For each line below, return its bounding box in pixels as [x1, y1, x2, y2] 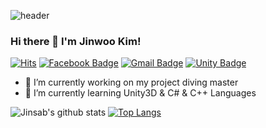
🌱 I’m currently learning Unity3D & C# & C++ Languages [24, 87, 257, 99]
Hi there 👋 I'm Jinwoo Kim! [10, 34, 142, 48]
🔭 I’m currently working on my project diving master [24, 76, 239, 89]
